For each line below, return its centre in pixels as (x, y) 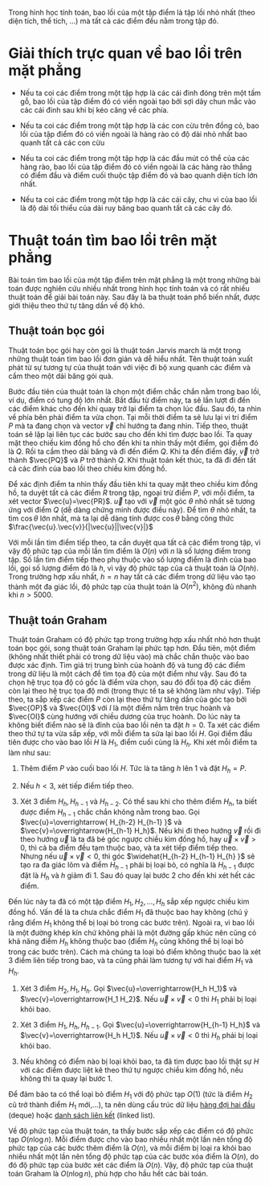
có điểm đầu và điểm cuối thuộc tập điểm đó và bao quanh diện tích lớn (139, 175)
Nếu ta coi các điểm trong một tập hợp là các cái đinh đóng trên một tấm (140, 93)
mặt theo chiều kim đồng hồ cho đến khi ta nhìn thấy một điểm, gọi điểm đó (133, 443)
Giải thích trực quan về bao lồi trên (125, 54)
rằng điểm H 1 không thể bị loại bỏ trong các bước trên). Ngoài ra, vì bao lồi (132, 923)
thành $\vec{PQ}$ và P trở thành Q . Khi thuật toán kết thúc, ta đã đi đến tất (132, 459)
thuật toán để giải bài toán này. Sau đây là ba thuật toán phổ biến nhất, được (134, 297)
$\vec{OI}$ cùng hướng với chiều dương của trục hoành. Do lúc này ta (124, 717)
